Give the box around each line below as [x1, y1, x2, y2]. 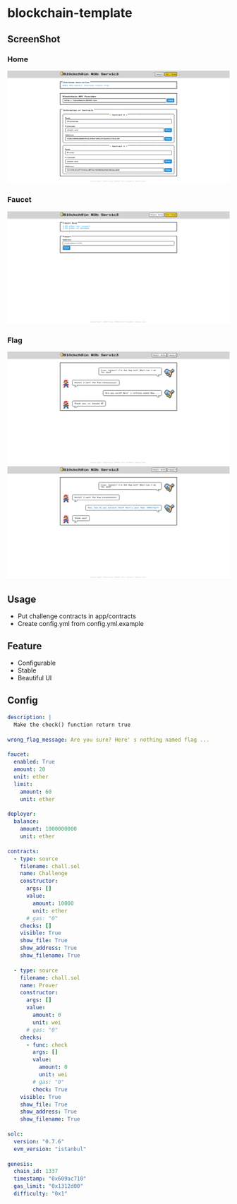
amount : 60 [20, 788, 52, 795]
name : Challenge [20, 870, 68, 877]
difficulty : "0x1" [13, 1191, 68, 1198]
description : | [7, 714, 52, 721]
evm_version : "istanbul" [13, 1145, 87, 1152]
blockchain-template [7, 5, 133, 21]
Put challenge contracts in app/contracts [17, 612, 136, 620]
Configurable [17, 658, 56, 668]
